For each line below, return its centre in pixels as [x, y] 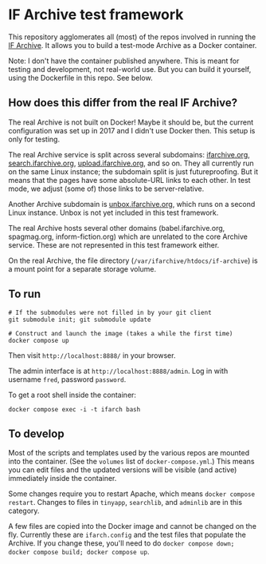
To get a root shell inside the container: [72, 395]
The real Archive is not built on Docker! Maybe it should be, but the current [131, 122]
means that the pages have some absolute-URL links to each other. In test [129, 180]
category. [24, 511]
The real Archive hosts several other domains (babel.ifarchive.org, [117, 228]
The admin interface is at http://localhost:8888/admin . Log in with [118, 371]
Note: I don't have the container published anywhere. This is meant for [124, 61]
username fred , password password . [67, 379]
